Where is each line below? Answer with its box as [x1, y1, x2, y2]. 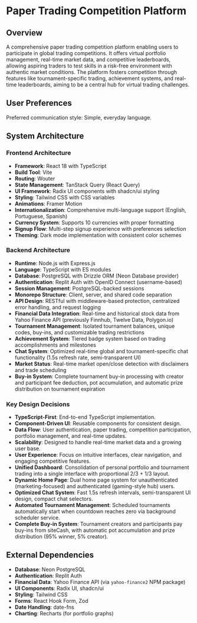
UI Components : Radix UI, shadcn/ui [14, 585, 104, 592]
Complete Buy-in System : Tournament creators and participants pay [14, 521, 183, 528]
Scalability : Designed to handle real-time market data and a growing [14, 439, 182, 446]
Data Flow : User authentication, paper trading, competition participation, [14, 426, 192, 433]
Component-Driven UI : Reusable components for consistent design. [14, 420, 182, 427]
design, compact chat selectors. [14, 495, 93, 502]
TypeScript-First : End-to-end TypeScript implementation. [14, 414, 156, 421]
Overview [6, 28, 43, 38]
